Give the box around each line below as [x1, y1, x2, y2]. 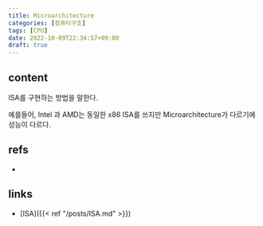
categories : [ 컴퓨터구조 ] [8, 19, 86, 27]
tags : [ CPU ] [8, 26, 48, 34]
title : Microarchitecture [8, 11, 94, 20]
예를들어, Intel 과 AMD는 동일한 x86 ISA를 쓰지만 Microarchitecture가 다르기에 [8, 109, 256, 119]
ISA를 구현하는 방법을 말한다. [8, 92, 98, 102]
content [8, 71, 49, 84]
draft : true [8, 41, 48, 49]
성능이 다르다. [8, 119, 52, 129]
